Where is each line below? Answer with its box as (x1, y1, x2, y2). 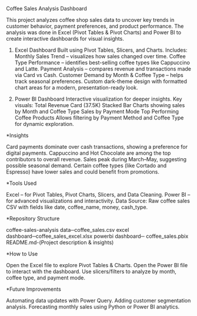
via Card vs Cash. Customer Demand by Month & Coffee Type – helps (14, 72, 183, 78)
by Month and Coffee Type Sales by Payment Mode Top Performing (14, 108, 179, 115)
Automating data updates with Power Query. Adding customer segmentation (6, 297, 191, 304)
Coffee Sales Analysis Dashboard (6, 5, 87, 12)
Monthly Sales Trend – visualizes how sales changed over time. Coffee (14, 53, 186, 59)
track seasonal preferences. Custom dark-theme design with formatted (14, 78, 187, 85)
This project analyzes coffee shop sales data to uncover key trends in (6, 16, 175, 23)
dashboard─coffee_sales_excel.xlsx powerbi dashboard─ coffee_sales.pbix (6, 232, 189, 240)
